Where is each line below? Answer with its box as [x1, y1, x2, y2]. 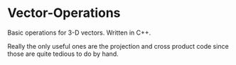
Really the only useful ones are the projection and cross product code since [7, 42, 229, 50]
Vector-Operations [7, 5, 121, 21]
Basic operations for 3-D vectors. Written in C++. [7, 28, 151, 37]
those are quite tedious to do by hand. [7, 49, 119, 58]
